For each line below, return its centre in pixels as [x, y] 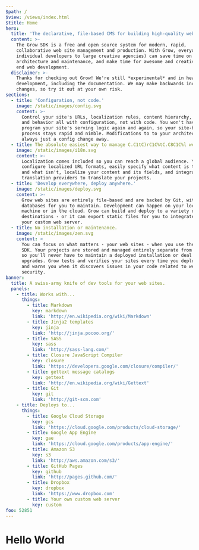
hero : [12, 28]
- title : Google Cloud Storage [66, 416]
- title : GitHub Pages [55, 466]
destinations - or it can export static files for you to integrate [108, 217]
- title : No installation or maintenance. [64, 228]
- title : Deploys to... [46, 405]
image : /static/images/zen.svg [55, 233]
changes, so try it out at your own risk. [70, 89]
